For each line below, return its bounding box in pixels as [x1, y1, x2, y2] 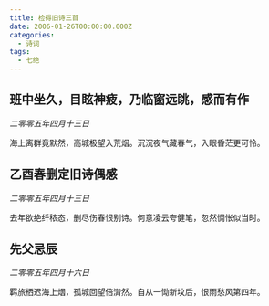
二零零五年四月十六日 [9, 267, 89, 279]
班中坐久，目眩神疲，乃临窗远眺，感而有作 [9, 92, 249, 108]
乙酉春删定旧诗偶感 [9, 166, 118, 183]
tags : [9, 47, 30, 57]
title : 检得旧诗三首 [9, 13, 79, 23]
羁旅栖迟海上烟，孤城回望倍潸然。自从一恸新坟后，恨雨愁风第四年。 [9, 287, 265, 298]
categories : [9, 30, 55, 39]
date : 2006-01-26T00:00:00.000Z [9, 22, 132, 31]
